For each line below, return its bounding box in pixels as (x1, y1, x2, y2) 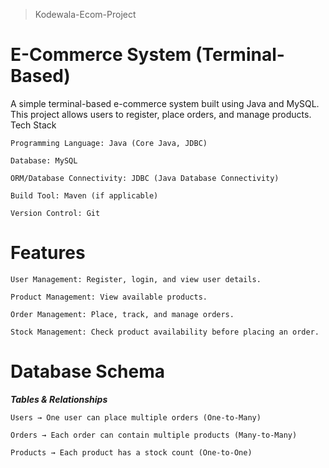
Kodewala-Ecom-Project (34, 9, 137, 20)
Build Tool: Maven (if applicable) (10, 190, 159, 201)
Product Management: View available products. (10, 292, 208, 302)
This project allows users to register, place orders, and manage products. (10, 108, 312, 120)
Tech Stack (10, 119, 57, 131)
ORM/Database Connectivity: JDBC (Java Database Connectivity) (10, 173, 280, 183)
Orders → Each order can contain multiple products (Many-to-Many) (10, 430, 298, 440)
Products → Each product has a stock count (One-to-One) (10, 447, 253, 458)
